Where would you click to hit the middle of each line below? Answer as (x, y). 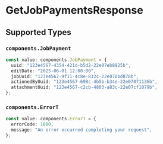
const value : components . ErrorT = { (51, 119)
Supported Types (39, 32)
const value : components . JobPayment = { (57, 60)
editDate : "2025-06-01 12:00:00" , (54, 71)
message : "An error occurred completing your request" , (81, 130)
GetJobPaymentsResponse (74, 10)
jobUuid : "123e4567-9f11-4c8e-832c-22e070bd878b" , (75, 76)
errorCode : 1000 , (32, 124)
